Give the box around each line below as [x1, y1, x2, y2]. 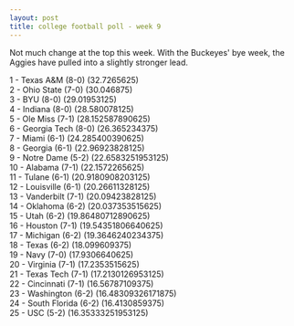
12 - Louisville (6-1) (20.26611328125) [9, 181, 151, 192]
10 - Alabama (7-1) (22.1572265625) [9, 162, 145, 173]
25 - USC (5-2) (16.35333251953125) [9, 307, 149, 318]
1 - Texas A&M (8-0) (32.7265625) [9, 74, 140, 85]
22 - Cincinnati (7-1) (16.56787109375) [9, 278, 154, 289]
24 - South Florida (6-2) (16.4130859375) [9, 298, 165, 309]
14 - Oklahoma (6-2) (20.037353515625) [9, 200, 163, 211]
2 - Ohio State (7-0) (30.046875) [9, 84, 133, 95]
